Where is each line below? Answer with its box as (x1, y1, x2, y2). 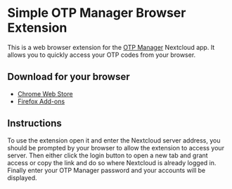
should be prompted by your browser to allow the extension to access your (7, 143, 225, 152)
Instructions (7, 117, 62, 129)
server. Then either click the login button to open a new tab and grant (7, 151, 209, 159)
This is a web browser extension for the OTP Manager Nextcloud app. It (7, 43, 215, 51)
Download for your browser (7, 71, 130, 83)
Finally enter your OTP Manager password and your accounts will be (7, 166, 206, 174)
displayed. (7, 174, 37, 182)
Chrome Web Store (17, 89, 73, 98)
